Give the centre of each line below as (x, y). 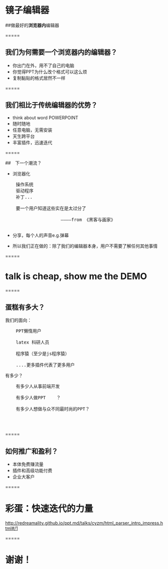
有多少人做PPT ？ (38, 398)
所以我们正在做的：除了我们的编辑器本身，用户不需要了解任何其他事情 (85, 246)
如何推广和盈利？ (32, 451)
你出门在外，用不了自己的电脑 (43, 65)
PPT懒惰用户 (29, 331)
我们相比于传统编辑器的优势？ (51, 105)
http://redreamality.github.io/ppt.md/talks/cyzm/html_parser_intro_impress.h (84, 523)
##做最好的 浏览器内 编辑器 (32, 25)
